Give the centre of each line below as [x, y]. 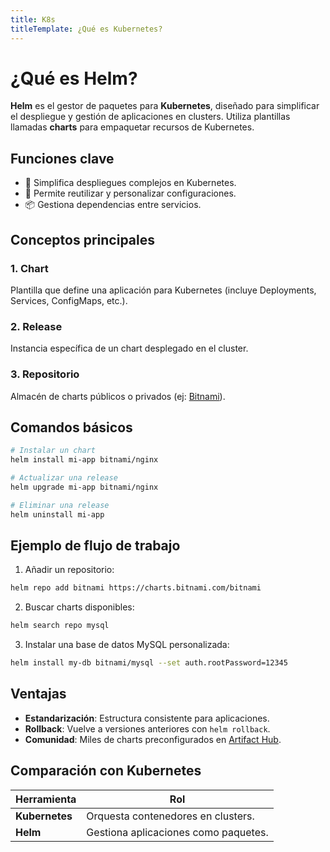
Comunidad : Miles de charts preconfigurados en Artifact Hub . [153, 739]
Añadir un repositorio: [69, 570]
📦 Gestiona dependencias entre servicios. [113, 205]
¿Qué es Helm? [74, 78]
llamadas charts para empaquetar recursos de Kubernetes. [132, 127]
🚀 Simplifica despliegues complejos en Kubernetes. [130, 183]
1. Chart [29, 268]
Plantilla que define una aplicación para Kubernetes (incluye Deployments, [163, 290]
